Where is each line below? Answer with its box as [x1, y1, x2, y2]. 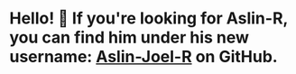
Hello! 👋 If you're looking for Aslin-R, [9, 8, 289, 29]
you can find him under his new [9, 27, 250, 48]
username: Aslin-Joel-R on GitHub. [9, 47, 278, 67]
